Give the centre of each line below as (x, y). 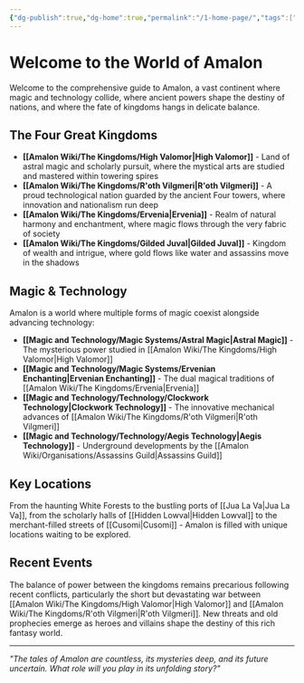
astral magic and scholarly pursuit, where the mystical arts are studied (153, 166)
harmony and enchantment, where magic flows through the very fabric (154, 224)
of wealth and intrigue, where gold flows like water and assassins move (156, 253)
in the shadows (51, 262)
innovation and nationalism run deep (90, 205)
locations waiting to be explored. (70, 534)
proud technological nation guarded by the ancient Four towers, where (154, 195)
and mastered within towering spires (90, 176)
